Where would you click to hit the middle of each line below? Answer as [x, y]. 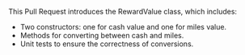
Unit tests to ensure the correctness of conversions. [107, 44]
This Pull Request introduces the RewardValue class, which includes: [122, 12]
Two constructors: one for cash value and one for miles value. [123, 27]
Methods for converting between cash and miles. [102, 35]
